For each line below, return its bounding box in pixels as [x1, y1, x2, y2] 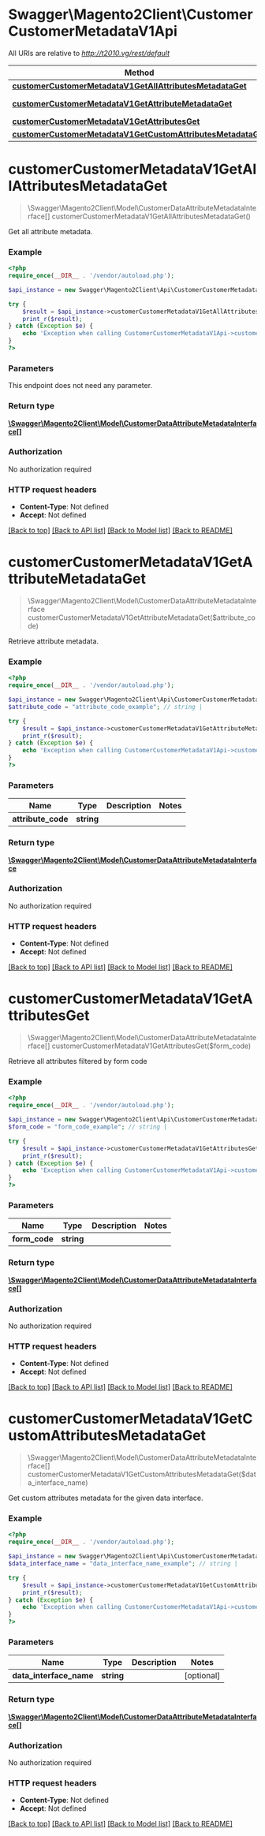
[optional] [184, 1670, 221, 1681]
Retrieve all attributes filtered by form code [8, 1057, 147, 1066]
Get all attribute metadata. [8, 226, 93, 236]
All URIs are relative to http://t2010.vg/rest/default [8, 48, 170, 58]
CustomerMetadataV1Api [8, 22, 177, 40]
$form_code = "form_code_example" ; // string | [8, 1123, 168, 1131]
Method [124, 67, 155, 78]
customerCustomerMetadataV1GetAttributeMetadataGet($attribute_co [27, 613, 256, 622]
